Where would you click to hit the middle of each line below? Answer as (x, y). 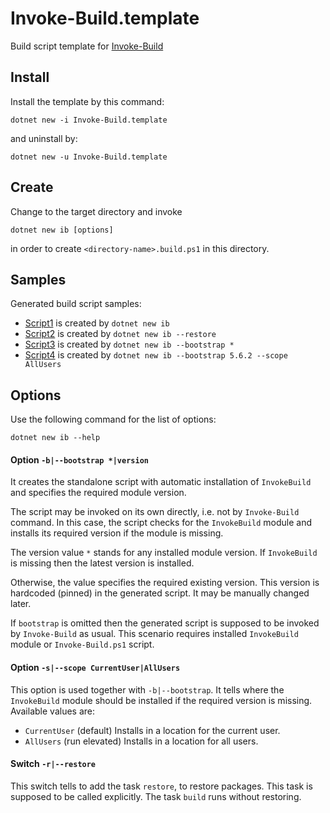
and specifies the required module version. (98, 493)
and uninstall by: (44, 138)
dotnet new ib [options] (62, 230)
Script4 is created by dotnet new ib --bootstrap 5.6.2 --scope (156, 355)
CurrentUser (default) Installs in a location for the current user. (152, 730)
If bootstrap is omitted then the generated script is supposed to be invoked (165, 623)
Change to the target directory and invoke (96, 211)
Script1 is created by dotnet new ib (97, 323)
